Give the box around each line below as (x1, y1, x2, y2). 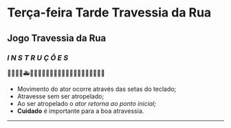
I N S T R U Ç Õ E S (7, 53, 69, 63)
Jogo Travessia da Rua (7, 32, 107, 44)
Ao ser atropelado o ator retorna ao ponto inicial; (16, 99, 157, 107)
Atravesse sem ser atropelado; (16, 92, 104, 100)
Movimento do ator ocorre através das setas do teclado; (16, 85, 177, 93)
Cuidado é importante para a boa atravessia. (16, 107, 144, 115)
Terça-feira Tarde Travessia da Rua (7, 5, 212, 21)
